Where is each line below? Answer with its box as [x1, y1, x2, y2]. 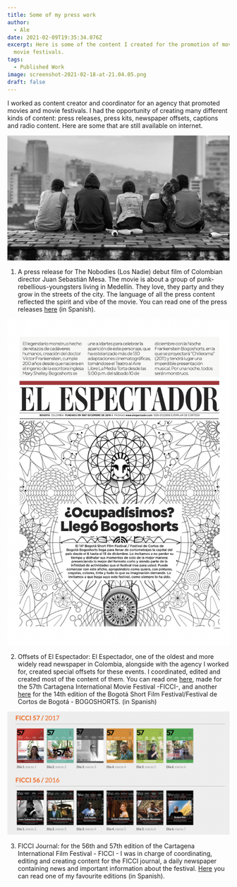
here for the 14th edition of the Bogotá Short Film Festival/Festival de [17, 690, 217, 698]
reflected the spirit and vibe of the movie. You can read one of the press [17, 297, 228, 306]
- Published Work [13, 64, 65, 71]
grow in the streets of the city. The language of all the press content [17, 290, 215, 298]
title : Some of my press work [7, 11, 97, 18]
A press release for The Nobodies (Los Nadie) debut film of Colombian [17, 268, 223, 275]
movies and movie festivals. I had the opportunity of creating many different [7, 106, 228, 114]
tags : [7, 56, 23, 64]
